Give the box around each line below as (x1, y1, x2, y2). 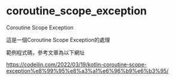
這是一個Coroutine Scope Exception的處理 (6, 36, 110, 43)
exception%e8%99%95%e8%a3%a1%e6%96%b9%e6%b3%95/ (6, 67, 169, 74)
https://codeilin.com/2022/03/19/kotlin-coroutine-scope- (6, 61, 148, 68)
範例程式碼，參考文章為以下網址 (6, 49, 85, 56)
